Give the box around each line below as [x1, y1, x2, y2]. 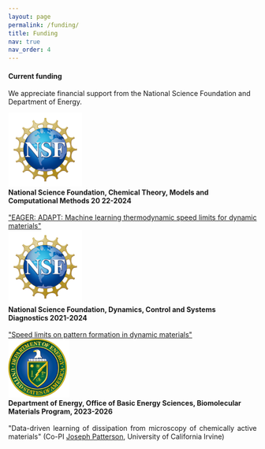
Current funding [8, 71, 62, 80]
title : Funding [8, 29, 58, 37]
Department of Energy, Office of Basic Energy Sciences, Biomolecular [8, 399, 242, 408]
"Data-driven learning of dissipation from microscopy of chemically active [8, 424, 257, 433]
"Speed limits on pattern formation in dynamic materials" [8, 330, 193, 340]
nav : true [8, 38, 41, 46]
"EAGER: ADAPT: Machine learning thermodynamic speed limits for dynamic [8, 213, 257, 222]
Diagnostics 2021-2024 [8, 314, 88, 323]
